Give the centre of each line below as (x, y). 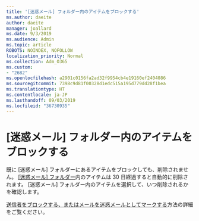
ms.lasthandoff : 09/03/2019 (41, 100)
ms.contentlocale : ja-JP (37, 95)
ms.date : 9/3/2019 (29, 34)
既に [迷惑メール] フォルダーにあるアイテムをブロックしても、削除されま (95, 170)
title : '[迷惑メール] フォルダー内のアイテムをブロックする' (73, 12)
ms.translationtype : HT (36, 89)
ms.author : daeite (29, 17)
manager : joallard (29, 28)
